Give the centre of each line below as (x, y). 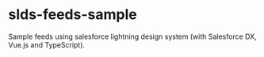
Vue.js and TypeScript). (47, 44)
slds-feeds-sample (73, 15)
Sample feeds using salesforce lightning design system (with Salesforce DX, (133, 36)
